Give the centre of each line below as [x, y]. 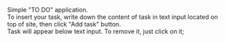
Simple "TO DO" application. [48, 10]
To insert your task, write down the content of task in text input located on [112, 17]
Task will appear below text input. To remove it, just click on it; [96, 31]
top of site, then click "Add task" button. [64, 24]
